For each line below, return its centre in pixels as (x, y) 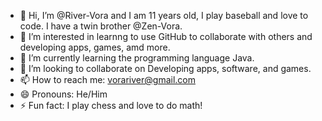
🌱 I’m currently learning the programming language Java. (137, 58)
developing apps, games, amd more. (95, 47)
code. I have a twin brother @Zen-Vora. (101, 26)
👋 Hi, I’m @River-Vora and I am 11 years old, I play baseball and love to (164, 15)
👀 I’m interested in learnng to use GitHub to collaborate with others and (166, 36)
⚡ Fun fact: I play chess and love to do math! (111, 105)
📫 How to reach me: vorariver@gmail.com (107, 79)
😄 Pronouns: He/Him (63, 94)
